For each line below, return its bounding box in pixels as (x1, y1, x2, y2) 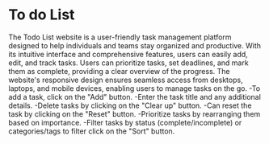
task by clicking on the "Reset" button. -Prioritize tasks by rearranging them (8, 109, 261, 118)
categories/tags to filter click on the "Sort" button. (8, 126, 175, 136)
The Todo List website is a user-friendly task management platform (8, 32, 232, 42)
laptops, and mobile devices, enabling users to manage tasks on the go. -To (8, 83, 261, 93)
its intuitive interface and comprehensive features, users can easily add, (8, 49, 248, 59)
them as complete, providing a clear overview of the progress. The (8, 66, 230, 76)
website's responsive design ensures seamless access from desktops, (8, 75, 244, 84)
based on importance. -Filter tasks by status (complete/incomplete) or (8, 117, 242, 127)
